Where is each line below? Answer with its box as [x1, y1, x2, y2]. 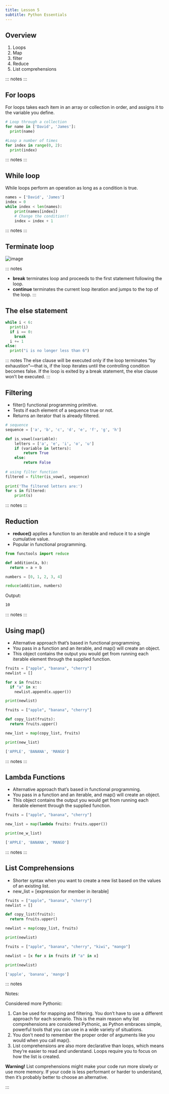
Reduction [5, 517, 39, 526]
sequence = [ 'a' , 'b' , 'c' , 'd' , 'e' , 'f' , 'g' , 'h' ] [5, 427, 122, 432]
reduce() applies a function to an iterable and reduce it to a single [12, 530, 150, 536]
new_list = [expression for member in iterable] [12, 888, 109, 894]
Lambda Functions [5, 773, 65, 781]
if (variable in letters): [14, 446, 72, 451]
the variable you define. [5, 110, 55, 116]
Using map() [5, 626, 45, 635]
